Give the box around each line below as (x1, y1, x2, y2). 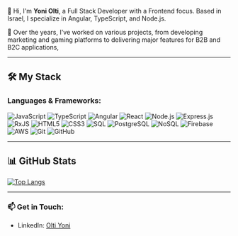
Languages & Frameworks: (7, 96, 101, 106)
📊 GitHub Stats (7, 155, 76, 167)
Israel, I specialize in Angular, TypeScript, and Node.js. (7, 14, 166, 23)
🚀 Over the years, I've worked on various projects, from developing (7, 28, 203, 36)
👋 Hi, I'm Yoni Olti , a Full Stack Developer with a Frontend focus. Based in (7, 7, 222, 15)
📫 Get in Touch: (7, 202, 64, 212)
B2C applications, (7, 43, 59, 51)
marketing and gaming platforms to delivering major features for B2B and (7, 35, 221, 44)
